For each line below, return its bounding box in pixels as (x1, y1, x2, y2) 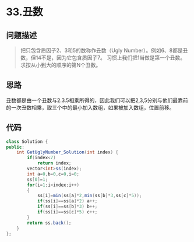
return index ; (37, 160, 72, 166)
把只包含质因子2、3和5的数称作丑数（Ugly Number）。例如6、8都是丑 (20, 47, 188, 54)
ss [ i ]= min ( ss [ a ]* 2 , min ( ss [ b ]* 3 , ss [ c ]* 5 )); (37, 193, 142, 199)
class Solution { (6, 138, 48, 145)
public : (6, 144, 25, 150)
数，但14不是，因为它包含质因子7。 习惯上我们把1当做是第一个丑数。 (20, 54, 186, 61)
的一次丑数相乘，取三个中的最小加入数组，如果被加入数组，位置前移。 (6, 104, 175, 111)
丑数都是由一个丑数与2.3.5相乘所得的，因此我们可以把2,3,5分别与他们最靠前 (6, 97, 188, 104)
